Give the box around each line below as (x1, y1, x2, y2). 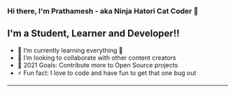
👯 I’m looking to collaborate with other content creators (17, 53, 176, 62)
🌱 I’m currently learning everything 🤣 (17, 46, 124, 54)
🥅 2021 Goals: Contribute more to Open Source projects (17, 60, 178, 69)
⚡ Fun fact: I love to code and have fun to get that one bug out (17, 69, 197, 77)
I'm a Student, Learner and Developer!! (7, 28, 180, 40)
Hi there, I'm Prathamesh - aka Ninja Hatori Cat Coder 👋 (7, 6, 199, 16)
